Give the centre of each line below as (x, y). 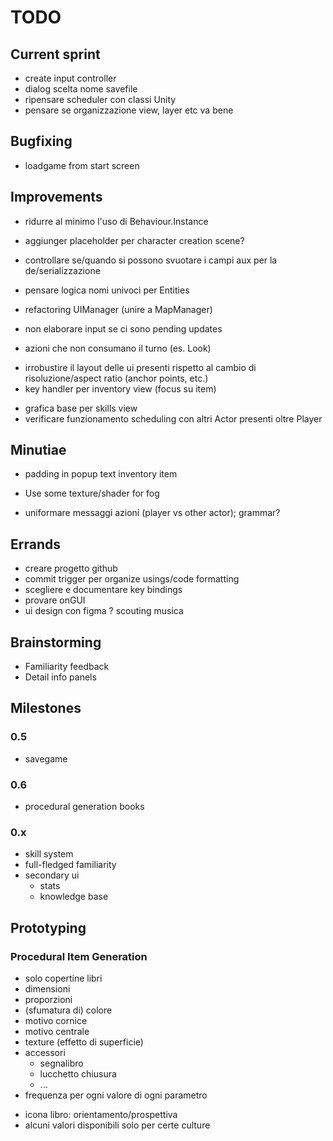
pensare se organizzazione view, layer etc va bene (129, 110)
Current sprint (55, 54)
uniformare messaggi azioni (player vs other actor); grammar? (152, 513)
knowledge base (74, 897)
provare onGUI (55, 600)
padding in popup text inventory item (101, 474)
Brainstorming (56, 642)
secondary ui (52, 875)
